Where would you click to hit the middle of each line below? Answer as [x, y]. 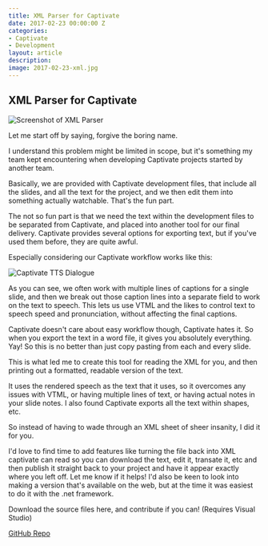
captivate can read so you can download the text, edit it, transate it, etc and [133, 459]
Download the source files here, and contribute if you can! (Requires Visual [132, 509]
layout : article [35, 53]
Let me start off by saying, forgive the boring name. [93, 135]
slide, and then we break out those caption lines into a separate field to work [134, 297]
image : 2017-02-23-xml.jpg [53, 68]
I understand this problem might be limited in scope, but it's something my [131, 151]
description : [30, 61]
